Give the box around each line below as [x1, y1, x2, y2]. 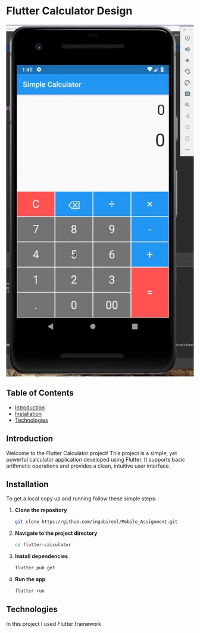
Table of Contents [6, 388, 74, 398]
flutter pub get [14, 565, 55, 571]
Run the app [14, 575, 46, 582]
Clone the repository [14, 507, 67, 514]
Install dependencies [14, 553, 68, 560]
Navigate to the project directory [14, 529, 98, 537]
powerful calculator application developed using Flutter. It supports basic [6, 456, 186, 463]
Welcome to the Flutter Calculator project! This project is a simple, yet [6, 449, 177, 456]
